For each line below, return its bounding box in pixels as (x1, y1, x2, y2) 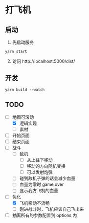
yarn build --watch (5, 87, 45, 92)
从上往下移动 (26, 157, 53, 163)
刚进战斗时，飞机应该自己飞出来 (19, 206, 84, 212)
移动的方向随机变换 (26, 163, 66, 169)
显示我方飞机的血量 (19, 188, 59, 194)
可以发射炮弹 (26, 169, 53, 175)
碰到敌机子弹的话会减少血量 (19, 176, 76, 181)
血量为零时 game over (19, 181, 64, 187)
